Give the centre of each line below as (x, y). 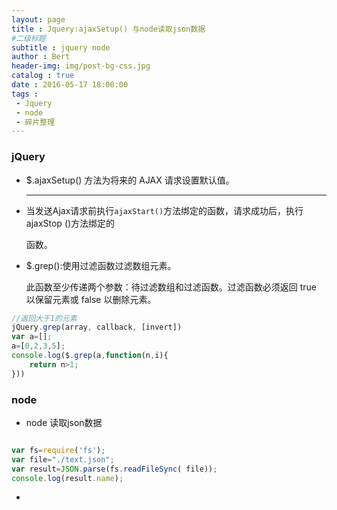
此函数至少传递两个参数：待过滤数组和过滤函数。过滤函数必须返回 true (171, 287)
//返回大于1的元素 (44, 318)
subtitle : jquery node (61, 47)
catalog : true (43, 76)
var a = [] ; (32, 337)
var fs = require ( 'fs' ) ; (58, 450)
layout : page (38, 19)
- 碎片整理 (35, 122)
